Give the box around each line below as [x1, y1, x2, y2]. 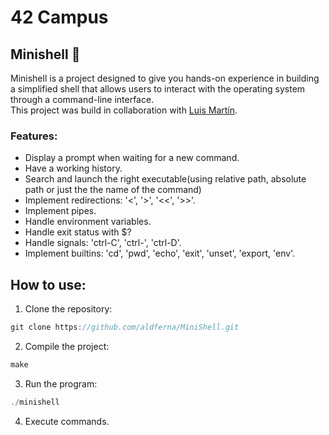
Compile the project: [24, 340, 110, 352]
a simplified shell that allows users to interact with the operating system [10, 83, 306, 95]
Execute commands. [24, 415, 110, 427]
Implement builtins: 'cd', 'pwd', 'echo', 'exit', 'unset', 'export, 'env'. [24, 247, 296, 260]
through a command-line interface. [10, 94, 155, 105]
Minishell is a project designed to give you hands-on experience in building [10, 72, 320, 84]
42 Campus [10, 6, 109, 29]
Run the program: [24, 377, 98, 390]
